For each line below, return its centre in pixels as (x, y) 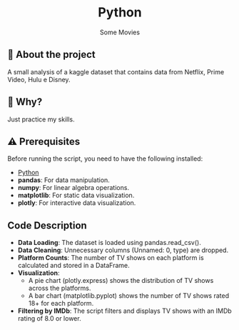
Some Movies (120, 32)
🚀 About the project (51, 55)
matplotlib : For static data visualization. (76, 195)
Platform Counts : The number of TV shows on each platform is (111, 258)
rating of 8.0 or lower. (49, 319)
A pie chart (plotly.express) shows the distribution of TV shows (121, 281)
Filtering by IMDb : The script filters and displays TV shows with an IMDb (124, 311)
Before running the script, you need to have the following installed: (105, 159)
